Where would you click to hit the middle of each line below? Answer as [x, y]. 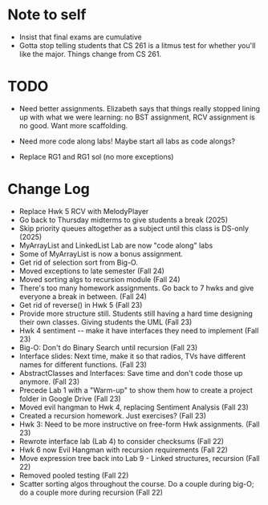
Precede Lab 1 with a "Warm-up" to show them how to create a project [136, 390]
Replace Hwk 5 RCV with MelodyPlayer [84, 211]
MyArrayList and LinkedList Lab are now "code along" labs [116, 245]
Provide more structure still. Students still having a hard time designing [136, 313]
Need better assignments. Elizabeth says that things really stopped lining [140, 108]
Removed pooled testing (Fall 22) [74, 475]
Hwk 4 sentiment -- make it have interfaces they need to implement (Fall [139, 330]
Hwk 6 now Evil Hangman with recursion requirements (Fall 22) [123, 450]
